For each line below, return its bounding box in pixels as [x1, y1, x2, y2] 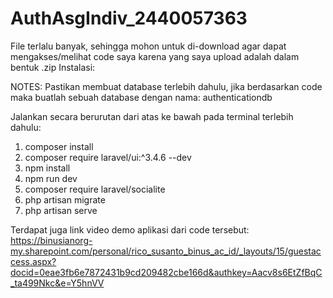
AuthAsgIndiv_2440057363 [10, 7, 248, 30]
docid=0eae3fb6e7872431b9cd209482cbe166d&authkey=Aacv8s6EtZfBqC [10, 266, 323, 278]
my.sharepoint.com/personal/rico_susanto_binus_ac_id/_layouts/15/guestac [10, 245, 322, 257]
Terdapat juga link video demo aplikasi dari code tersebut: [10, 223, 250, 236]
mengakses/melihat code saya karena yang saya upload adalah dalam [10, 50, 300, 62]
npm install [24, 162, 71, 174]
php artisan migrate [24, 193, 106, 206]
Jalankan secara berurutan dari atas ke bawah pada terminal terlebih [10, 110, 294, 122]
